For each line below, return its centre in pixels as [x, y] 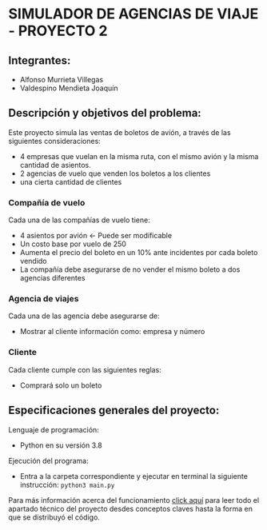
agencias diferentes [52, 278]
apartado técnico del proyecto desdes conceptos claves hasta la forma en [131, 508]
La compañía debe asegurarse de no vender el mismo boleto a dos [130, 269]
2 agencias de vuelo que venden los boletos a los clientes [115, 173]
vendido [33, 261]
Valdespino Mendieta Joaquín [69, 88]
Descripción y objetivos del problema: [105, 113]
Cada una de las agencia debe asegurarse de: [84, 316]
